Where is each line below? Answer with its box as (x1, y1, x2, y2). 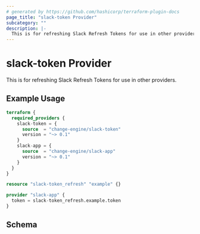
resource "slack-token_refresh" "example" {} (6, 181, 121, 187)
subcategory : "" (6, 20, 46, 26)
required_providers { (11, 115, 65, 121)
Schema (6, 220, 37, 230)
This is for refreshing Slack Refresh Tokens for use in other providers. (6, 76, 177, 84)
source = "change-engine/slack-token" (21, 126, 121, 132)
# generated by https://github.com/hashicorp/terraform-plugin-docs (6, 8, 180, 15)
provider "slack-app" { (6, 192, 65, 198)
